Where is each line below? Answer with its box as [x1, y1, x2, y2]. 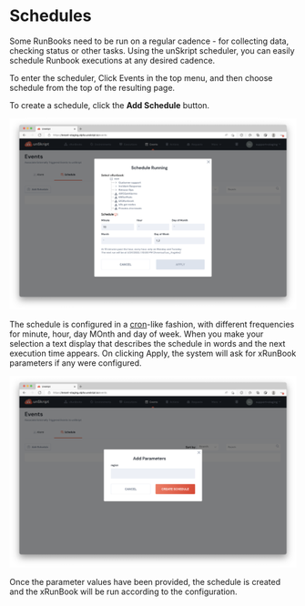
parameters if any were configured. [9, 358, 142, 369]
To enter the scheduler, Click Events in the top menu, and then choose [9, 72, 273, 83]
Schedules [9, 5, 92, 26]
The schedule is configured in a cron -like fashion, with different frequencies [9, 319, 295, 330]
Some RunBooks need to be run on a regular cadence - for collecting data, [9, 35, 290, 46]
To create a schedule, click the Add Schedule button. [9, 99, 210, 110]
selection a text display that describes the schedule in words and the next [9, 338, 286, 349]
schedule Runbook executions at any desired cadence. [9, 55, 216, 66]
